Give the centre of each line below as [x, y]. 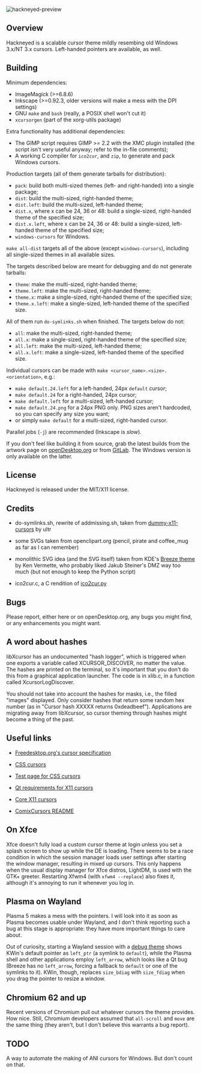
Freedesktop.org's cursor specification [63, 753]
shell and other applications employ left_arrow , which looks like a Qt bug [97, 959]
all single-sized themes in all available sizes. [61, 254]
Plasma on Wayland [44, 901]
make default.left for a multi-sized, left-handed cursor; [84, 401]
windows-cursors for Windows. [52, 236]
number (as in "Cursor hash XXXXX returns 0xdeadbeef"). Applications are [99, 706]
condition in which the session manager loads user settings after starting [96, 857]
